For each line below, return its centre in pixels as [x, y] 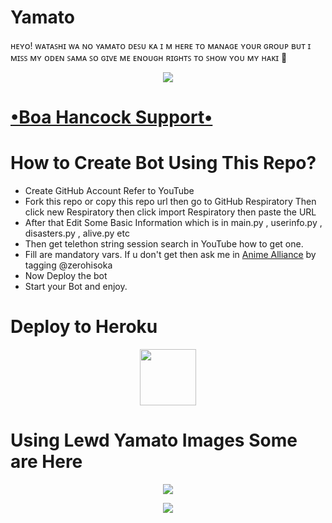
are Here [46, 462]
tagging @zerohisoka [68, 265]
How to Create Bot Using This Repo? [163, 163]
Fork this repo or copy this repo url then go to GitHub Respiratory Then [170, 202]
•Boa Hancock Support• [111, 117]
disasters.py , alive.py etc [77, 233]
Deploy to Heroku [84, 327]
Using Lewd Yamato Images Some [154, 440]
